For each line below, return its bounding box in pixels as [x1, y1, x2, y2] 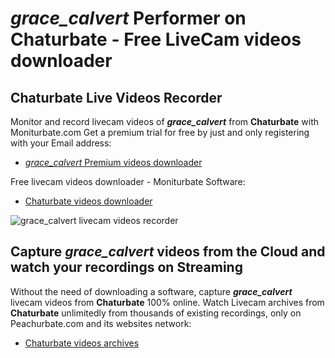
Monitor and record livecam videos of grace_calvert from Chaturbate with [10, 116, 320, 127]
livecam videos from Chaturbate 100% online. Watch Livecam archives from [10, 296, 325, 308]
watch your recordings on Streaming [10, 259, 243, 276]
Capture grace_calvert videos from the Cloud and [10, 243, 326, 261]
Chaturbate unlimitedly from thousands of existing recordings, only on [10, 307, 302, 319]
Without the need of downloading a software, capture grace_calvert [10, 285, 293, 297]
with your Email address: [10, 137, 112, 149]
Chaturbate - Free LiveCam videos [10, 28, 302, 51]
